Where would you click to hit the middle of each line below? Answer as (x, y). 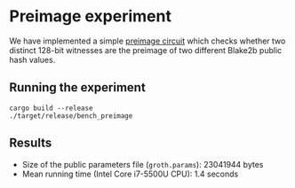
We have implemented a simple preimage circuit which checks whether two (147, 41)
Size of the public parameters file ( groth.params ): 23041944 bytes (143, 164)
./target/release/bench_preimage (71, 116)
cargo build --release (51, 108)
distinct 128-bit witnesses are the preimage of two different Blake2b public (146, 50)
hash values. (32, 59)
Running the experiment (78, 87)
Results (31, 143)
